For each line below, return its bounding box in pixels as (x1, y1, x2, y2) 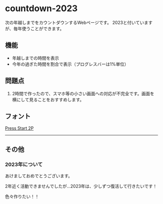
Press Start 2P (5, 125, 34, 131)
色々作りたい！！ (5, 194, 39, 200)
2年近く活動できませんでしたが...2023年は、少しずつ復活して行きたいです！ (5, 183, 157, 189)
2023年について (5, 161, 43, 168)
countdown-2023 (5, 3, 78, 14)
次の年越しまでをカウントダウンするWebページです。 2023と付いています (5, 19, 153, 25)
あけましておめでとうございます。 (5, 173, 73, 179)
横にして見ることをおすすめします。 (12, 97, 84, 102)
